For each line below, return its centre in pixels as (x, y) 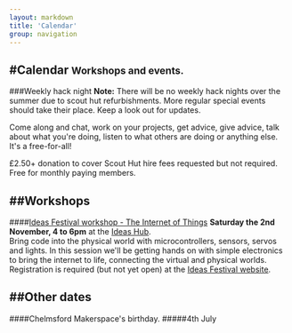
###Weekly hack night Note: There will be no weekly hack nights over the (145, 91)
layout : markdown (41, 17)
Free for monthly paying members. (73, 173)
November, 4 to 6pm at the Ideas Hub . (80, 231)
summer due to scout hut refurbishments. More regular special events (138, 101)
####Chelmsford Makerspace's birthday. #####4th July (113, 318)
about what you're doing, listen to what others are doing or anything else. (144, 137)
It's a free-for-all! (41, 147)
